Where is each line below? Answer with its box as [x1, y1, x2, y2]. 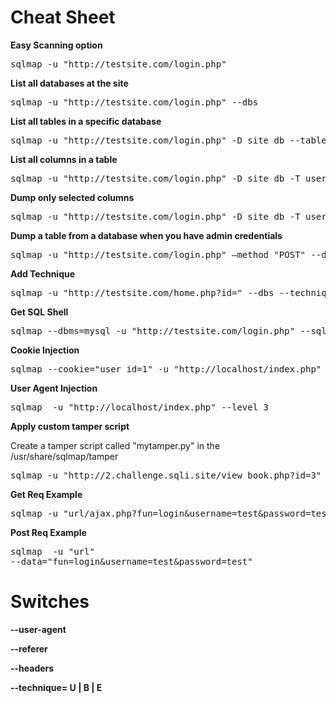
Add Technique [10, 267, 76, 280]
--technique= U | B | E [10, 681, 103, 693]
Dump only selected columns [10, 191, 135, 203]
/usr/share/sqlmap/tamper [10, 450, 119, 462]
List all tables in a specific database [10, 115, 162, 127]
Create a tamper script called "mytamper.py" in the [10, 439, 221, 451]
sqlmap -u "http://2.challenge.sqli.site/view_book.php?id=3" [10, 469, 322, 481]
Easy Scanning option [10, 39, 103, 51]
